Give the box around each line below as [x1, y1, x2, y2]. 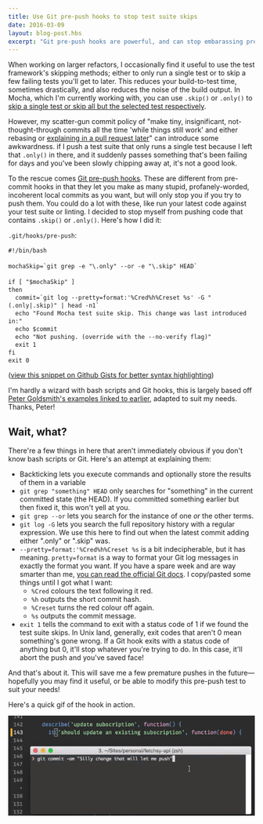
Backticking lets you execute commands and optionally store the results [19, 469, 252, 479]
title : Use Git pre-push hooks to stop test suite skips [8, 13, 198, 20]
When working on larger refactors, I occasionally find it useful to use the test [8, 60, 255, 70]
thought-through [8, 126, 62, 135]
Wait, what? [8, 425, 68, 439]
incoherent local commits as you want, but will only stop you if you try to [8, 191, 242, 200]
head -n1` [67, 302, 100, 310]
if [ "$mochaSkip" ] [8, 279, 76, 286]
